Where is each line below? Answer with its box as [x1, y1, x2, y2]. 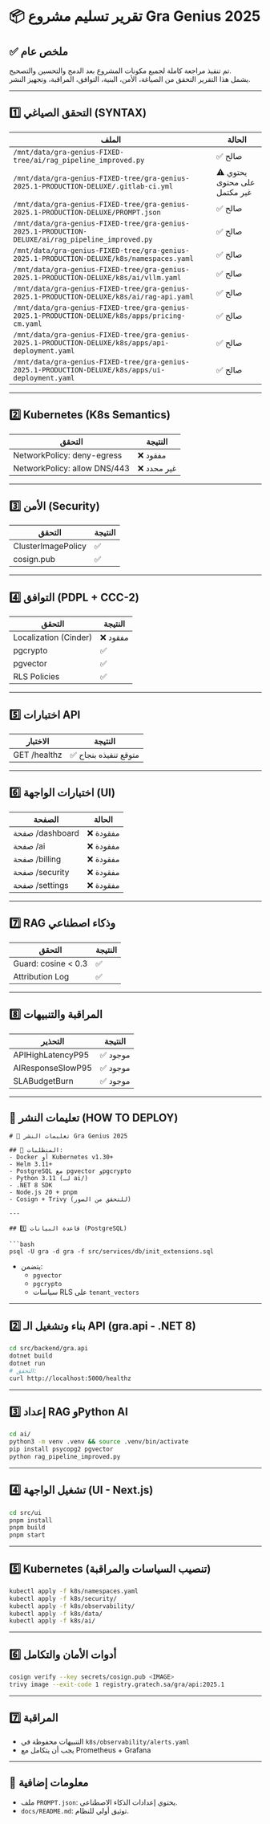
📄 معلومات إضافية [9, 1776, 89, 1789]
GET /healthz [13, 749, 62, 760]
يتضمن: [20, 1262, 43, 1272]
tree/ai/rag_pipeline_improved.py [13, 155, 145, 165]
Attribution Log [13, 971, 70, 982]
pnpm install [9, 1516, 53, 1525]
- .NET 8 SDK [9, 1182, 53, 1190]
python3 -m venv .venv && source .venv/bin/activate [9, 1438, 189, 1446]
